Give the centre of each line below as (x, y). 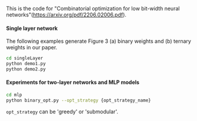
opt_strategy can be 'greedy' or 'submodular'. (62, 112)
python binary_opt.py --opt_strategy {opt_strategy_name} (79, 100)
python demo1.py (26, 64)
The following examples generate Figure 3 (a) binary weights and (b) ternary (98, 41)
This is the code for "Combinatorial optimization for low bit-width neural (93, 9)
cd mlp (14, 95)
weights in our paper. (32, 48)
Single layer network (32, 28)
